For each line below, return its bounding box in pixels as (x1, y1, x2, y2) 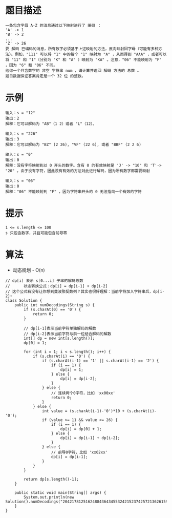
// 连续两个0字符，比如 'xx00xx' (51, 390, 116, 396)
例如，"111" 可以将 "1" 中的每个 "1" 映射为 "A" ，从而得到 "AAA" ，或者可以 (14, 52, 167, 57)
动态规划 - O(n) (12, 267, 45, 273)
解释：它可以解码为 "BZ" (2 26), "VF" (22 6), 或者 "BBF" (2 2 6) (5, 142, 142, 147)
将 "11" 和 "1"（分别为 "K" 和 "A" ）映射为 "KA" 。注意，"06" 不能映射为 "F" (5, 57, 162, 62)
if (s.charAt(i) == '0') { (32, 354, 91, 359)
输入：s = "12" (5, 110, 35, 115)
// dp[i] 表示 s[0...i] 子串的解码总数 (5, 278, 83, 283)
